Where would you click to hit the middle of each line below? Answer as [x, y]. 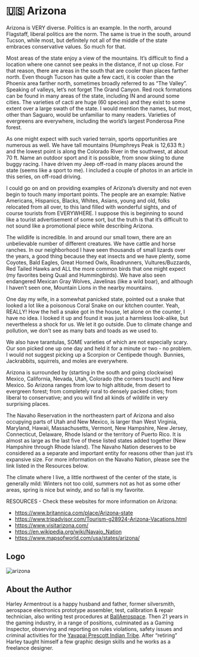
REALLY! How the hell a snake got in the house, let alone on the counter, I [96, 312]
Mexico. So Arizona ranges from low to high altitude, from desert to [88, 385]
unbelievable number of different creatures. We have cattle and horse [91, 243]
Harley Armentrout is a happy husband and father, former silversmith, [91, 604]
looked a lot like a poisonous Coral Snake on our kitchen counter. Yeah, [93, 305]
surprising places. [28, 403]
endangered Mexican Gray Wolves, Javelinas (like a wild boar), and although [99, 281]
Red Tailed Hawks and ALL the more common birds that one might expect [96, 268]
